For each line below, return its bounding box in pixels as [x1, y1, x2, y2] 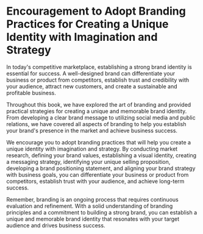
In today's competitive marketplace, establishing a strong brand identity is [6, 63, 192, 71]
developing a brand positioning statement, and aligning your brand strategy [6, 165, 196, 172]
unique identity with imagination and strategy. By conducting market [6, 145, 178, 152]
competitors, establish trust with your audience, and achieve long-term [6, 177, 185, 185]
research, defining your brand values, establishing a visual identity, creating [6, 151, 197, 159]
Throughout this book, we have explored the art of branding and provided [6, 101, 191, 108]
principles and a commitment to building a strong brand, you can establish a [6, 208, 198, 216]
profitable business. [6, 89, 57, 96]
